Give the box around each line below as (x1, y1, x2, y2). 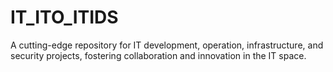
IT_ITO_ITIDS (10, 6, 119, 29)
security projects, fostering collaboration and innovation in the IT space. (10, 49, 307, 61)
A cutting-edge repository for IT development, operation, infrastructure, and (10, 39, 324, 51)
